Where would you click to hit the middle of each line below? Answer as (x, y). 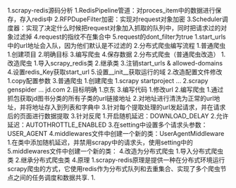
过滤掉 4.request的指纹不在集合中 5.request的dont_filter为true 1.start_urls (119, 37)
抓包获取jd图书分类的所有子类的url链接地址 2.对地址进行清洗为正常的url (111, 98)
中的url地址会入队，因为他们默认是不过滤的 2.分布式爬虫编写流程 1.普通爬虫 (117, 45)
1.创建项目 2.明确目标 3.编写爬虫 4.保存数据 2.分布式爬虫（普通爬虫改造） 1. (117, 54)
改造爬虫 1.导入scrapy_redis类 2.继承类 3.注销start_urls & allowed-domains (115, 63)
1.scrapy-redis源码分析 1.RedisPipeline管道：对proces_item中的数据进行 (111, 10)
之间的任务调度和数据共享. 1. (54, 177)
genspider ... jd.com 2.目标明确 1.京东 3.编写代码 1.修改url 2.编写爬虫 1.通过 (116, 89)
